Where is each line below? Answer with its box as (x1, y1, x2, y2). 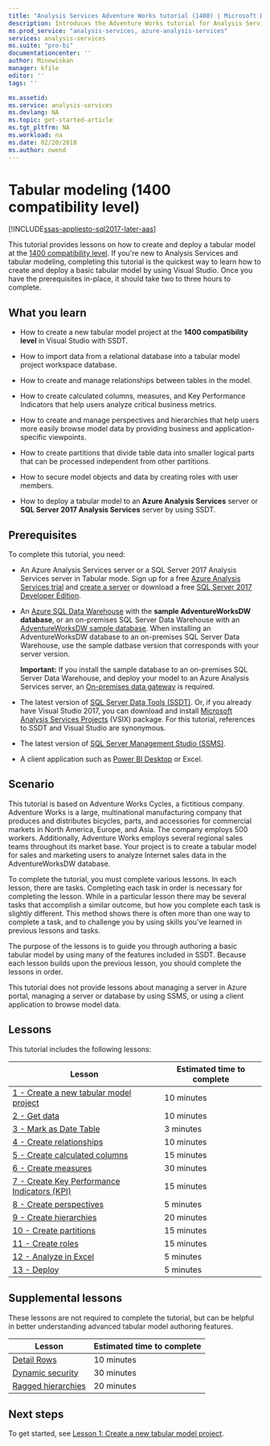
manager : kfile (8, 64, 59, 72)
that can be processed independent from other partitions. (19, 456, 211, 467)
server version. (19, 649, 71, 659)
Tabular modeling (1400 (8, 180, 171, 199)
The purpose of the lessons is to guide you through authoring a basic (8, 941, 238, 950)
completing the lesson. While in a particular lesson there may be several (8, 891, 247, 901)
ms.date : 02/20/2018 (8, 138, 78, 146)
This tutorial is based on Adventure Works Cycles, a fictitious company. (8, 798, 245, 809)
